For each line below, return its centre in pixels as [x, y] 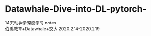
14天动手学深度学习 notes [31, 23]
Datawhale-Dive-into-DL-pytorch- [76, 9]
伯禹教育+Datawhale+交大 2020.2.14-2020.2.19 [52, 29]
